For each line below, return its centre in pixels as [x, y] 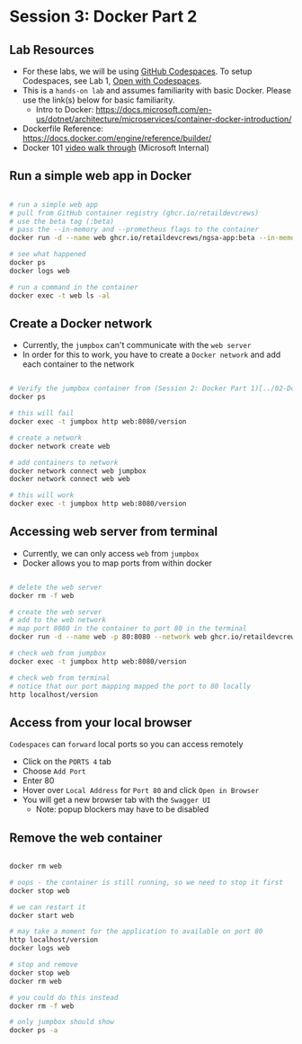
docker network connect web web [70, 479]
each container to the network [78, 364]
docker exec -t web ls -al [60, 295]
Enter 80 [38, 781]
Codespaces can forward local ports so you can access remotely [126, 745]
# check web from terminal [60, 678]
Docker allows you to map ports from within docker [117, 563]
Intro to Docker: [65, 109]
